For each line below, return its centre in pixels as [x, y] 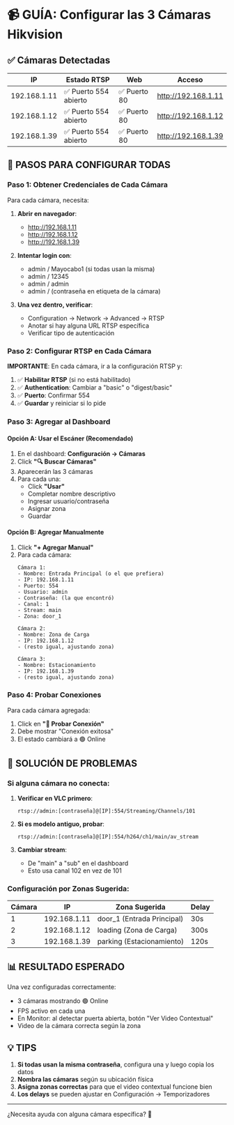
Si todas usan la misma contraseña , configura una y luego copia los [116, 1064]
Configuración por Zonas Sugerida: [68, 889]
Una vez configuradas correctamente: [62, 987]
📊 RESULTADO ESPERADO [66, 966]
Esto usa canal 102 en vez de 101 [75, 871]
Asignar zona [47, 509]
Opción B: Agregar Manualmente [56, 532]
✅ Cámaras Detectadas [59, 60]
